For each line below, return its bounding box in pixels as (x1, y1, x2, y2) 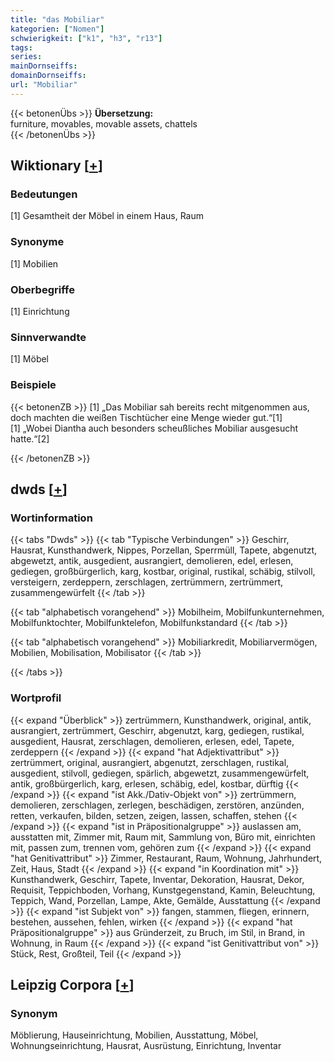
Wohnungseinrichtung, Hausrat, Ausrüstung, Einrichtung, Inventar (10, 1040, 282, 1052)
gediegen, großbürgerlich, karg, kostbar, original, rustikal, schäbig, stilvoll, (10, 566, 316, 578)
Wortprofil (10, 691, 62, 705)
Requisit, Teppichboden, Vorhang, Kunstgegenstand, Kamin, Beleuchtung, (10, 884, 316, 896)
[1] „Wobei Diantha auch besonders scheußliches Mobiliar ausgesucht (10, 422, 299, 434)
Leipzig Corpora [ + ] (10, 977, 135, 993)
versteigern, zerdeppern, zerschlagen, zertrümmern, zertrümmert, (10, 576, 284, 588)
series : (10, 52, 43, 62)
